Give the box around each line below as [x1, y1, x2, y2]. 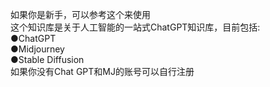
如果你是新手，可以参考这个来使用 [10, 9, 151, 20]
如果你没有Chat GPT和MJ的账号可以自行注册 [10, 66, 195, 77]
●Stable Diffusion [10, 54, 85, 65]
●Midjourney [10, 43, 65, 55]
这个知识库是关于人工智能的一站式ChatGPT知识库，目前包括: [10, 21, 261, 33]
